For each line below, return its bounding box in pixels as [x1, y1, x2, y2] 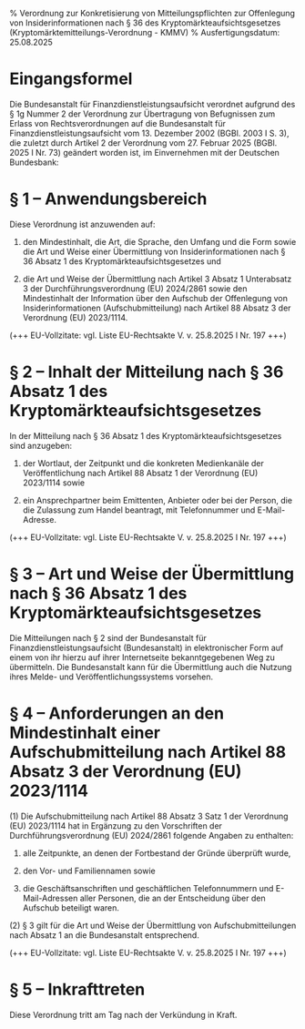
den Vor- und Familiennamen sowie [22, 865, 157, 876]
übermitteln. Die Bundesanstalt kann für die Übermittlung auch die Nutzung [9, 661, 292, 672]
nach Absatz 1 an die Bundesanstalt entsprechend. [9, 929, 200, 941]
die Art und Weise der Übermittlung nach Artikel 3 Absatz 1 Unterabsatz [22, 273, 292, 284]
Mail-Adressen [22, 892, 78, 903]
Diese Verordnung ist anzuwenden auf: [9, 219, 157, 229]
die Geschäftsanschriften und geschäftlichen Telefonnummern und [22, 882, 274, 893]
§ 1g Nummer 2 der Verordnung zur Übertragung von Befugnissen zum [9, 108, 276, 119]
